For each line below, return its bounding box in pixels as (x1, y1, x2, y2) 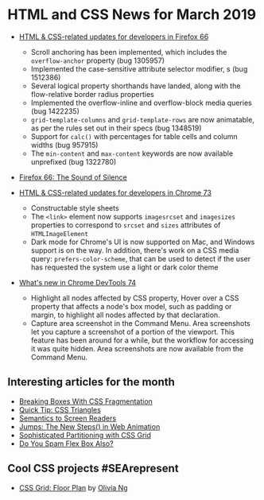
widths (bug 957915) (30, 140, 99, 149)
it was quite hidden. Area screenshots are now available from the (30, 343, 244, 353)
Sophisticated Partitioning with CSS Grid (18, 430, 152, 440)
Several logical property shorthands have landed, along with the (30, 81, 241, 91)
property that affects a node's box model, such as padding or (30, 301, 232, 311)
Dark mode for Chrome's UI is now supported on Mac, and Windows (30, 237, 255, 246)
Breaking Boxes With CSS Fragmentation (18, 396, 153, 406)
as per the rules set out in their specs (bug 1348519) (30, 123, 202, 133)
